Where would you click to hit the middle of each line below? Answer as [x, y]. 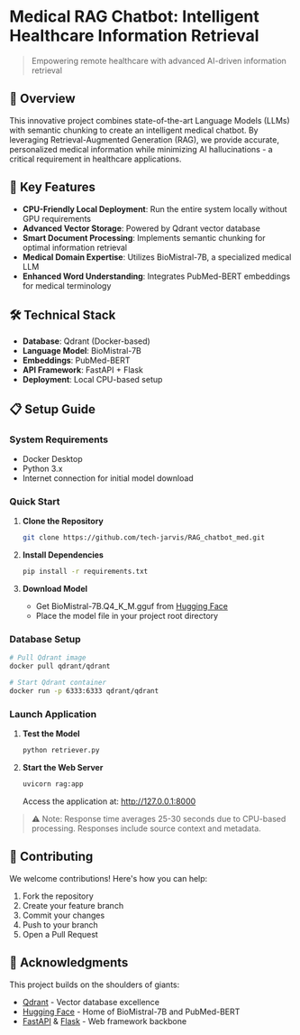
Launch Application [53, 714]
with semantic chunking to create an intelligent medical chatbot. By [134, 130]
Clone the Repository [63, 522]
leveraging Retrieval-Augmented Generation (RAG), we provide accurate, [144, 139]
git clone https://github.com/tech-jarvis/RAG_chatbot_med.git [144, 538]
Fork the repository [58, 896]
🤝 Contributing [51, 857]
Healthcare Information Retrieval [134, 36]
